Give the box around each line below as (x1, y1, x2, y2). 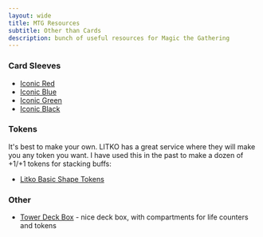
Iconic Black (19, 104, 61, 113)
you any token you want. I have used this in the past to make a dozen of (8, 150, 244, 160)
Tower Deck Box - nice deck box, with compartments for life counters (19, 212, 249, 222)
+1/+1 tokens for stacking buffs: (8, 159, 112, 168)
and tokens (19, 221, 57, 231)
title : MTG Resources (8, 19, 80, 27)
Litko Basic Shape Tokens (19, 174, 105, 184)
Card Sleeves (8, 61, 61, 72)
